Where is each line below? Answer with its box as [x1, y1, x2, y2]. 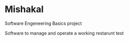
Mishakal [5, 4, 44, 15]
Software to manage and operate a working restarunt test [5, 30, 124, 36]
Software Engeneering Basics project [5, 20, 82, 26]
